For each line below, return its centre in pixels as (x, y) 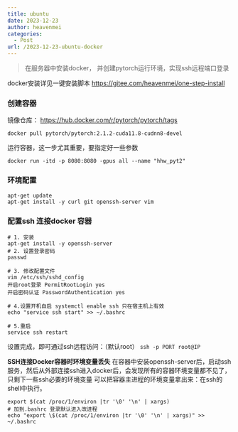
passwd (17, 257)
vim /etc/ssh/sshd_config (45, 277)
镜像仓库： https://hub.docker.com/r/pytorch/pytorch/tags (92, 120)
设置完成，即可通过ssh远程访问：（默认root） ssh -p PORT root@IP (104, 346)
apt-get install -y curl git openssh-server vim (81, 202)
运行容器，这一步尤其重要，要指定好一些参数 (73, 148)
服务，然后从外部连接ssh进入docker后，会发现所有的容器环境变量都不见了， (119, 370)
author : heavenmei (34, 27)
